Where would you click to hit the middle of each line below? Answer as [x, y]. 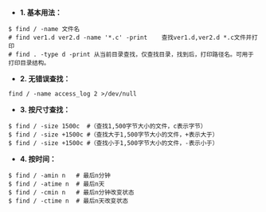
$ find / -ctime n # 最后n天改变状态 [68, 201]
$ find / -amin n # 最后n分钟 [60, 175]
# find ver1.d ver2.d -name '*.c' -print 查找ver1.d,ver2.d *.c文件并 [130, 37]
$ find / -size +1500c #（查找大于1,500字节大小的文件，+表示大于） [113, 135]
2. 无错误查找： [45, 79]
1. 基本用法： [41, 12]
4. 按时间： [38, 159]
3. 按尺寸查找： [45, 110]
